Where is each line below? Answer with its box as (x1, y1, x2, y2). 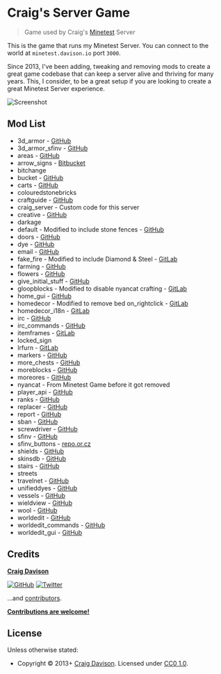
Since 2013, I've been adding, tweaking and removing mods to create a (7, 62, 211, 70)
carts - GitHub (17, 181, 59, 189)
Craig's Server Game (7, 5, 131, 21)
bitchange (17, 166, 47, 175)
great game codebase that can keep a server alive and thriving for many (7, 70, 214, 78)
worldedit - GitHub (17, 513, 71, 522)
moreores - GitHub (17, 373, 72, 381)
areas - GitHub (17, 151, 60, 159)
